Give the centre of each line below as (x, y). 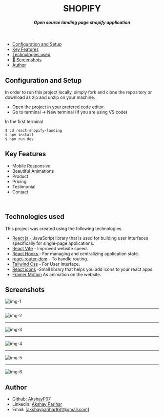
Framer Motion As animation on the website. (57, 274)
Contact (20, 192)
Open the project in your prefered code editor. (58, 107)
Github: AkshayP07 (31, 399)
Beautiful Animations (33, 171)
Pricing (19, 181)
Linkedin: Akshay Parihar (37, 404)
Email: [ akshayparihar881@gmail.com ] (51, 410)
